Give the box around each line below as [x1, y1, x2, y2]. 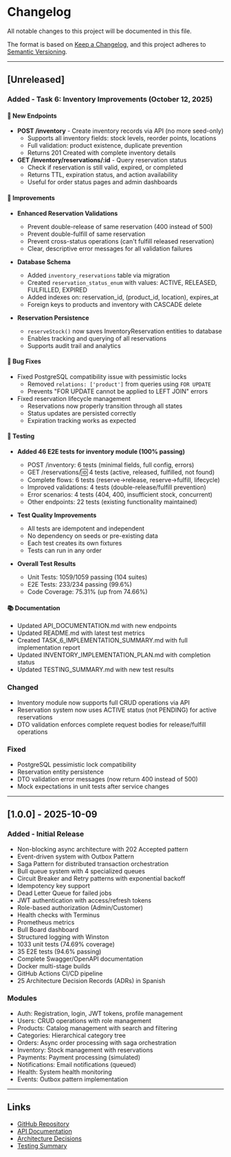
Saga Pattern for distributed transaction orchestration [16, 859, 169, 867]
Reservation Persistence [16, 314, 89, 322]
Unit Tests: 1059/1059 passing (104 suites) [27, 573, 148, 581]
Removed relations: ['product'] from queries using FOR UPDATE [27, 380, 212, 388]
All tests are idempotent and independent [27, 524, 145, 533]
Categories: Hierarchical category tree [16, 1031, 126, 1039]
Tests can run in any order [27, 546, 102, 554]
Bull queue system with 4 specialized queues [16, 867, 146, 875]
